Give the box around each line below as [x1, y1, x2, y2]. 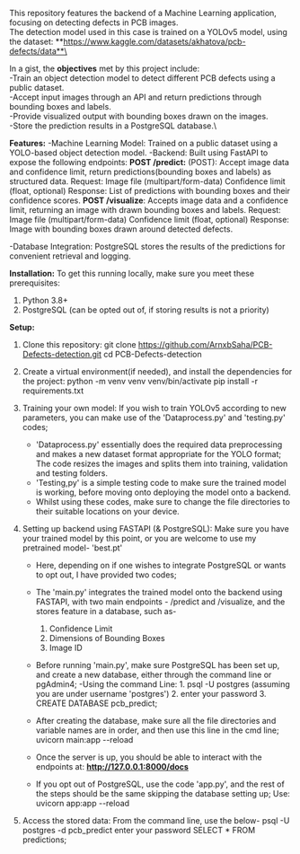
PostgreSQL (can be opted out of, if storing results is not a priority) [22, 304, 269, 315]
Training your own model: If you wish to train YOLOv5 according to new [22, 403, 287, 413]
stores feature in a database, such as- [35, 606, 177, 616]
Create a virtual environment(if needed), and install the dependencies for [22, 366, 293, 376]
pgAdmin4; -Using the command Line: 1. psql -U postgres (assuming [35, 679, 290, 690]
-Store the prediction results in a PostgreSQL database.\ [9, 120, 217, 131]
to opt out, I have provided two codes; [35, 569, 177, 580]
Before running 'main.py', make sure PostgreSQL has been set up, [35, 660, 280, 670]
